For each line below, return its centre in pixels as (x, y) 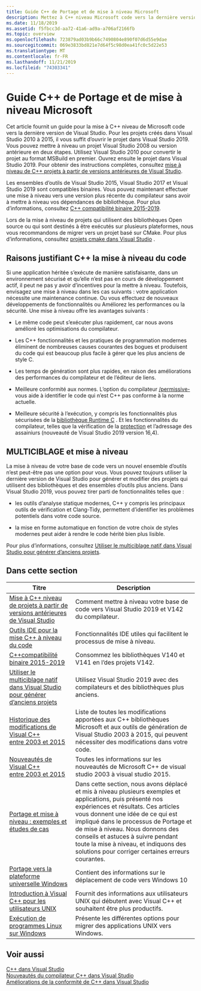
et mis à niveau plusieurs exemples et (128, 791)
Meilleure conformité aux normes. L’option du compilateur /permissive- (102, 389)
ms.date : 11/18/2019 (32, 23)
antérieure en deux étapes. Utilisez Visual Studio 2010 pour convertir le (94, 152)
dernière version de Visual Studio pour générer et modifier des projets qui (97, 478)
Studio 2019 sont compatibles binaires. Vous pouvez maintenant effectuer (97, 189)
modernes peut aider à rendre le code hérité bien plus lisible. (90, 534)
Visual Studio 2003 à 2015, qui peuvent (132, 734)
